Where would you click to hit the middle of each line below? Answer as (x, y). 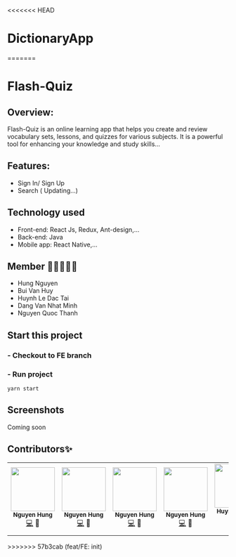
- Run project (30, 374)
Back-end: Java (40, 237)
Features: (29, 166)
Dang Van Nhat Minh (47, 306)
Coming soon (27, 427)
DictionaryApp (50, 39)
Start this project (45, 335)
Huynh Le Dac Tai (43, 299)
